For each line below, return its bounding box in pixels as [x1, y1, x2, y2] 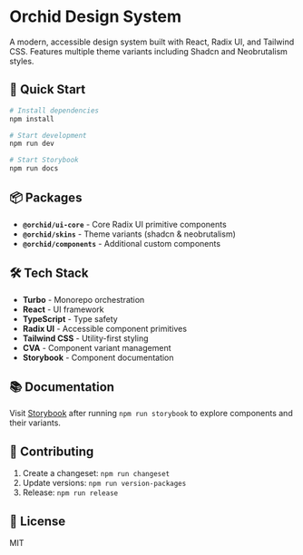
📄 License [9, 513, 66, 529]
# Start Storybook [9, 156, 79, 165]
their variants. [9, 417, 62, 428]
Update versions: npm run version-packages [22, 478, 187, 489]
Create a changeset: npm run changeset [22, 468, 171, 479]
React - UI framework [22, 304, 104, 315]
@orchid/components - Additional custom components [22, 238, 220, 248]
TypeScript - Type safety [22, 313, 118, 324]
